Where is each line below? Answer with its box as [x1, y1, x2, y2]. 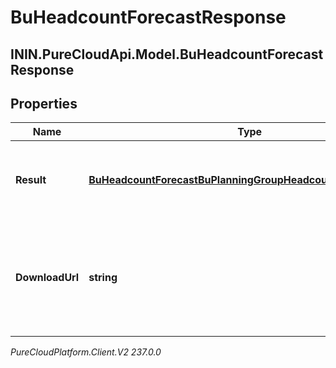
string [88, 271, 118, 285]
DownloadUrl [15, 271, 80, 285]
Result [15, 173, 47, 187]
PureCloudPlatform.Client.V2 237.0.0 [10, 346, 162, 358]
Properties [10, 95, 78, 112]
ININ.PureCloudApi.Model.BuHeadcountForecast [10, 46, 324, 63]
